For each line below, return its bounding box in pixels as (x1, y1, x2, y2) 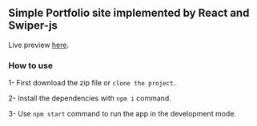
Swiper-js (8, 19, 58, 33)
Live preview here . (8, 40, 70, 49)
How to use (8, 60, 54, 71)
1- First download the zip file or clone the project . (8, 78, 176, 88)
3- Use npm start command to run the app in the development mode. (8, 109, 237, 119)
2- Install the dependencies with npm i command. (8, 93, 172, 103)
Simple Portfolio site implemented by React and (8, 6, 250, 20)
